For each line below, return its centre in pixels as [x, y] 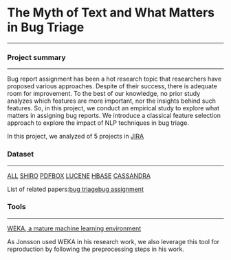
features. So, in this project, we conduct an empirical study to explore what [113, 108]
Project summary [37, 57]
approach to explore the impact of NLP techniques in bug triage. [98, 123]
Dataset [21, 154]
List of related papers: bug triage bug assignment [76, 189]
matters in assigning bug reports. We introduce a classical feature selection [114, 116]
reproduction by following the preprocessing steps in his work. [96, 249]
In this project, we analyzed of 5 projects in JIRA [76, 137]
